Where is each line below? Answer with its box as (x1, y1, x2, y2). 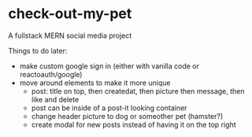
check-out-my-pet (8, 5, 132, 23)
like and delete (31, 94, 80, 104)
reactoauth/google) (19, 69, 83, 79)
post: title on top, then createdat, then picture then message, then (31, 86, 246, 95)
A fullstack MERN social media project (8, 31, 132, 40)
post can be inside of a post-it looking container (31, 103, 187, 113)
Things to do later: (8, 46, 68, 55)
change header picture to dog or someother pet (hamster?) (31, 111, 224, 120)
